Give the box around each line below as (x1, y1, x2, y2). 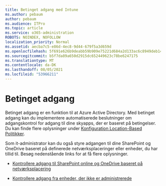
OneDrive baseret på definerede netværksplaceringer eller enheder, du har (5, 145, 158, 151)
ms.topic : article (5, 26, 43, 31)
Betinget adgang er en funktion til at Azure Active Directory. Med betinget (5, 110, 155, 116)
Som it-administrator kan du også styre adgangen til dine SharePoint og (5, 140, 151, 146)
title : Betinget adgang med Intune (5, 7, 79, 12)
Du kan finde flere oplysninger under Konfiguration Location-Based (5, 125, 142, 131)
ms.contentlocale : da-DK (5, 62, 56, 67)
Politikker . (5, 130, 25, 136)
